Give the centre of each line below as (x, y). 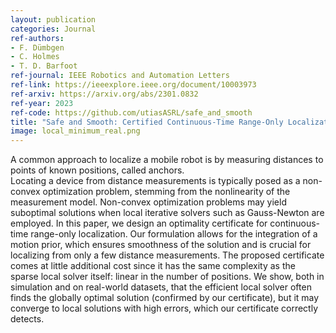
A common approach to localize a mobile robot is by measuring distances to (167, 160)
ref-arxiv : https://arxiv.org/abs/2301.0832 (104, 94)
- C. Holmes (35, 57)
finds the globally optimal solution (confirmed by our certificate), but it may (165, 298)
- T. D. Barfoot (44, 66)
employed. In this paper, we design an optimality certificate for (139, 223)
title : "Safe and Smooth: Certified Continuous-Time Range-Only (147, 122)
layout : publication (53, 19)
